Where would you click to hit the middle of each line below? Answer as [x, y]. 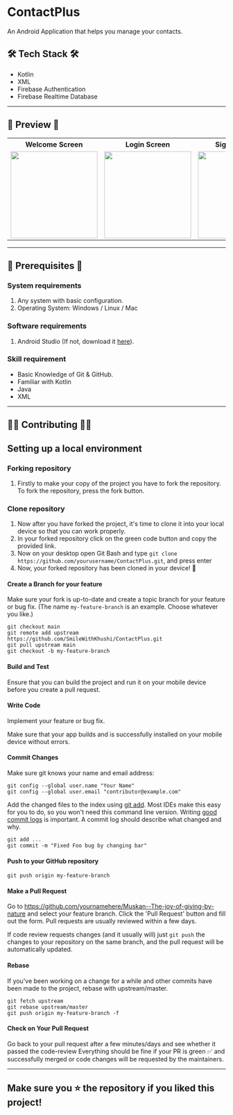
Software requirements [47, 326]
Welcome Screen [54, 144]
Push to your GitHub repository [53, 861]
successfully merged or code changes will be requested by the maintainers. [115, 1059]
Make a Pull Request [37, 891]
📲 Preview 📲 [33, 125]
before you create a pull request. [54, 689]
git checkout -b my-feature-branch [59, 651]
